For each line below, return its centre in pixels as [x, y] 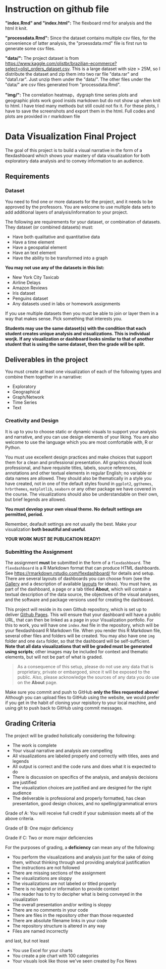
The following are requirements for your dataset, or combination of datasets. [83, 222]
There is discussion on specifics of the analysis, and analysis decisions [85, 777]
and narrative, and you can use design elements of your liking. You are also [82, 437]
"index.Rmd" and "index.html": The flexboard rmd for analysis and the [79, 23]
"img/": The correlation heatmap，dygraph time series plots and [71, 95]
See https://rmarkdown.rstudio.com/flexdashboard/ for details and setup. [80, 573]
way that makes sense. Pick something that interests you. [64, 318]
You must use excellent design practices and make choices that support [79, 457]
